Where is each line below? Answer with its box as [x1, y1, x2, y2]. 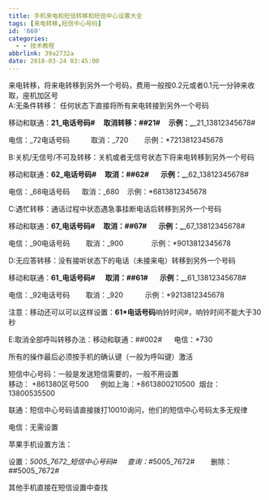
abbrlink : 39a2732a [8, 49, 75, 58]
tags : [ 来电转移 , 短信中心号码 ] [8, 19, 102, 28]
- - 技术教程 [15, 42, 55, 50]
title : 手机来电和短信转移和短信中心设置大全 [8, 11, 143, 20]
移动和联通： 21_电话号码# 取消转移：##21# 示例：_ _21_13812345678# [8, 118, 256, 127]
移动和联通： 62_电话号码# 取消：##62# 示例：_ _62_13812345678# [8, 169, 250, 179]
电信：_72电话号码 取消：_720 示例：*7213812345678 [8, 135, 224, 144]
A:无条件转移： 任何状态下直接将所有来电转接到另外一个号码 [8, 100, 209, 110]
